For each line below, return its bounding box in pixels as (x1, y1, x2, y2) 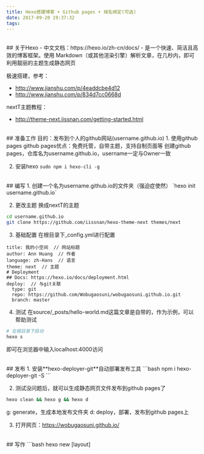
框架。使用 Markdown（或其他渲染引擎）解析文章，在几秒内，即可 (27, 52, 195, 59)
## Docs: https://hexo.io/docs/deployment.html (6, 274, 130, 281)
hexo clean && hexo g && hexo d (6, 396, 88, 402)
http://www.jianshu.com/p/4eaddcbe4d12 (15, 85, 121, 92)
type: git (12, 287, 37, 293)
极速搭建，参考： (6, 72, 49, 80)
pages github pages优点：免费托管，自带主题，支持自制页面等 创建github (6, 142, 191, 150)
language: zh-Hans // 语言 (6, 257, 76, 264)
